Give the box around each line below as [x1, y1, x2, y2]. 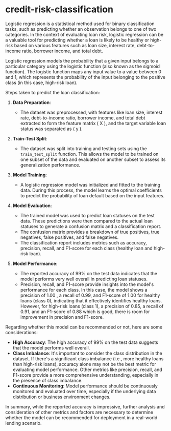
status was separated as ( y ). [20, 126, 83, 132]
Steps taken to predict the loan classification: [5, 89, 101, 95]
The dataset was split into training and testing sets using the [20, 145, 147, 152]
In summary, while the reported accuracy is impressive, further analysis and [5, 403, 165, 409]
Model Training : [12, 172, 47, 178]
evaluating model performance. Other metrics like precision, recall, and [12, 366, 162, 373]
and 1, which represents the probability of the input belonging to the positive [5, 74, 166, 80]
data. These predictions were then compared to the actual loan [20, 218, 153, 224]
